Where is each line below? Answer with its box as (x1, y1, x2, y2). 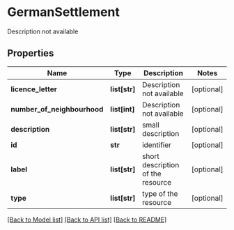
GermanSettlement (7, 4, 120, 20)
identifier (141, 140, 172, 150)
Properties (7, 47, 54, 59)
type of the (141, 189, 178, 199)
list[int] (110, 104, 135, 114)
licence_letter (10, 84, 57, 94)
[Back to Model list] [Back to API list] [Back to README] (7, 215, 167, 224)
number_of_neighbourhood (10, 104, 104, 114)
